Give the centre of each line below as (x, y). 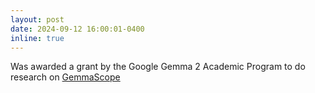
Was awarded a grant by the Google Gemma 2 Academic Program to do (158, 67)
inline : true (37, 38)
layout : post (37, 19)
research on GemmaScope (65, 77)
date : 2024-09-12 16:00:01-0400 (77, 29)
